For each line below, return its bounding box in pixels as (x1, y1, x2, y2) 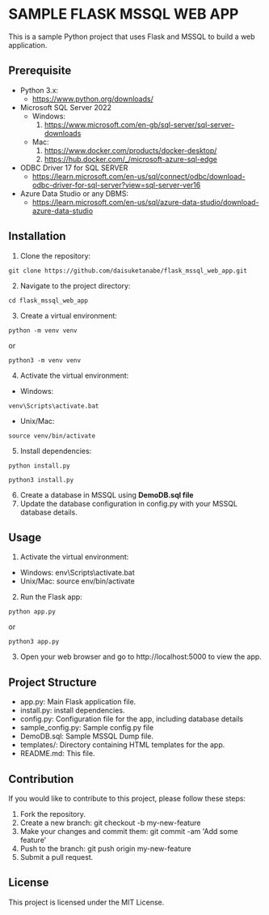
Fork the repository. (19, 810, 86, 819)
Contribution (8, 772, 74, 786)
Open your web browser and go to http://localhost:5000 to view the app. (19, 652, 263, 661)
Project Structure (8, 675, 97, 689)
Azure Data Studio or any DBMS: (19, 188, 129, 199)
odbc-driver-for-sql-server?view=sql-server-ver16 (32, 180, 201, 190)
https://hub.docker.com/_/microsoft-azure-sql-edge (44, 154, 218, 164)
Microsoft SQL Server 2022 (19, 102, 111, 112)
